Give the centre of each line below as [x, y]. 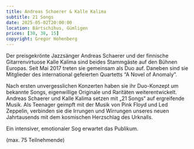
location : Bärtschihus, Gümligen [47, 28]
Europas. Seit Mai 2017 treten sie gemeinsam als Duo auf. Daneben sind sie [97, 68]
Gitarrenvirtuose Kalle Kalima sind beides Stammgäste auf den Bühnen [92, 62]
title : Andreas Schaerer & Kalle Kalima [56, 11]
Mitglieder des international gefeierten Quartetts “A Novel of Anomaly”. [92, 74]
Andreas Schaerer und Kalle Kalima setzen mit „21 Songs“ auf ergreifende [95, 98]
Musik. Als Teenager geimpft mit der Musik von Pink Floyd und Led [87, 105]
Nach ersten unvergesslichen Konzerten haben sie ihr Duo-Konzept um [92, 86]
